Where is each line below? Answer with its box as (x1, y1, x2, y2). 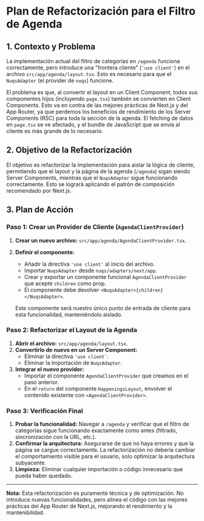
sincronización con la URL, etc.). (15, 433, 97, 441)
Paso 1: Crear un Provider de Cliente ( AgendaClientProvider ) (6, 223, 184, 232)
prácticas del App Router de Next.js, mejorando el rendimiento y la (6, 503, 172, 510)
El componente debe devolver (24, 286, 100, 293)
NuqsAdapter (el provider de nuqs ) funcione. (6, 77, 114, 84)
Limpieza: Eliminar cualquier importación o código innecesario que (15, 466, 183, 473)
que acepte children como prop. (24, 280, 106, 287)
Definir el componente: (15, 248, 75, 256)
